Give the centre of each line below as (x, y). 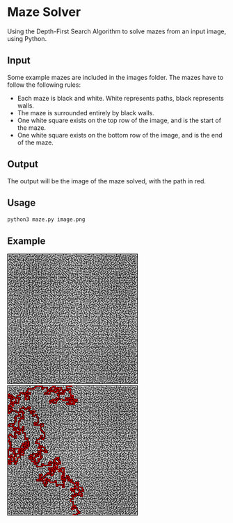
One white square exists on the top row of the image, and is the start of (119, 120)
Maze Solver (44, 12)
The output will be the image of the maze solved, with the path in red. (107, 181)
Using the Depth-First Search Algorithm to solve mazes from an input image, (117, 31)
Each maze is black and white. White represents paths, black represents (120, 98)
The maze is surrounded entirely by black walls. (86, 113)
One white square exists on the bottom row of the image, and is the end (120, 135)
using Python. (27, 38)
